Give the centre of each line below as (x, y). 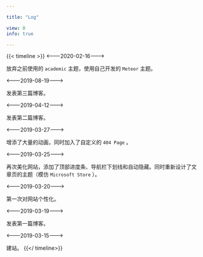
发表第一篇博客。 (27, 224)
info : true (20, 34)
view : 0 (16, 28)
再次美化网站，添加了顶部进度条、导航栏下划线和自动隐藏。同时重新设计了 (99, 167)
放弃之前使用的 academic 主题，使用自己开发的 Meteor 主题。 (81, 69)
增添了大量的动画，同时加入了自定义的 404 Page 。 (69, 142)
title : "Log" (23, 17)
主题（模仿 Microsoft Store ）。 (61, 174)
